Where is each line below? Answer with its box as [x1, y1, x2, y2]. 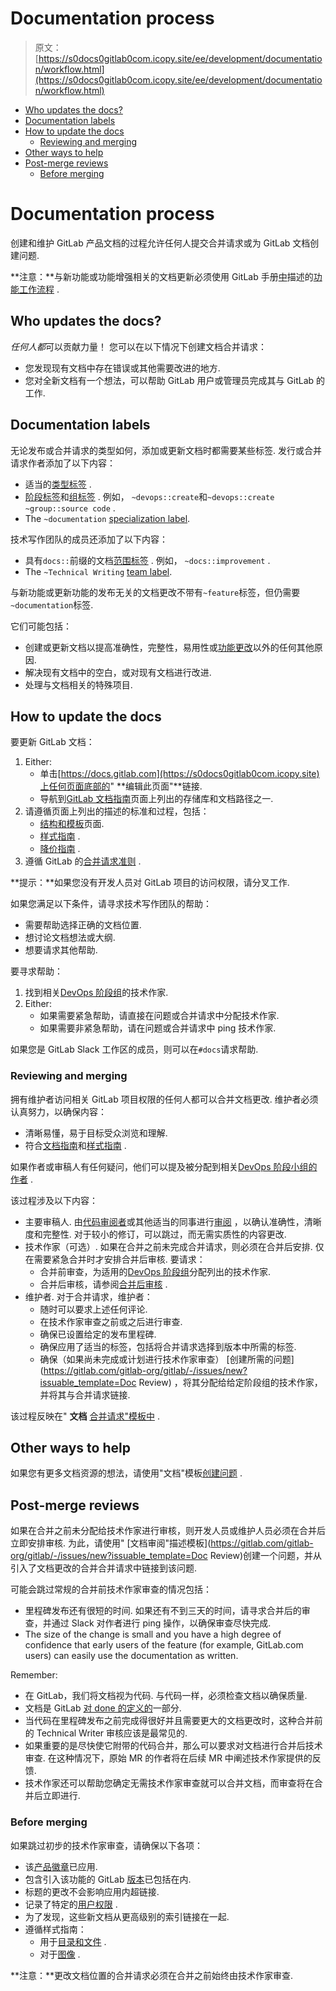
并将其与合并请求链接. [39, 1388, 131, 1401]
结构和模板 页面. [39, 818, 105, 830]
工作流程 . [18, 283, 60, 295]
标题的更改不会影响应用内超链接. [24, 1885, 160, 1897]
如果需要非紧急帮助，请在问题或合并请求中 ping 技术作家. [39, 1022, 277, 1034]
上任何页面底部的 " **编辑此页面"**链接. [39, 780, 203, 792]
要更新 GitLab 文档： [10, 736, 95, 748]
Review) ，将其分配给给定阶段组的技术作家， [138, 1376, 323, 1388]
